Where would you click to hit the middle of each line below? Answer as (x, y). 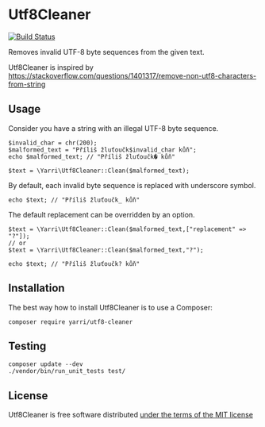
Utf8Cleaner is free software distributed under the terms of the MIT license (131, 415)
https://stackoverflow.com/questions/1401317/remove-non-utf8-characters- (132, 75)
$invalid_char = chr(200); (53, 143)
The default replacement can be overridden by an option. (102, 214)
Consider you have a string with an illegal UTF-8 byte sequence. (113, 128)
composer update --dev (46, 364)
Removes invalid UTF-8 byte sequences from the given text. (106, 52)
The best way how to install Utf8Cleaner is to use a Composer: (110, 307)
